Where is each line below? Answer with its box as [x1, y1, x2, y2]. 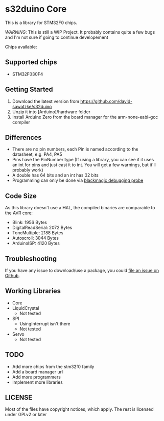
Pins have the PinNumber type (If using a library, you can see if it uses [12, 157, 154, 163]
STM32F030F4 [12, 71, 43, 77]
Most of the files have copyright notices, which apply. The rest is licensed [5, 406, 154, 412]
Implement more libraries [12, 379, 63, 385]
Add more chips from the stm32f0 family [12, 364, 94, 370]
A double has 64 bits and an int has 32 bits [12, 173, 99, 178]
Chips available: [5, 44, 37, 50]
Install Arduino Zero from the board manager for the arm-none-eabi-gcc [12, 114, 158, 120]
